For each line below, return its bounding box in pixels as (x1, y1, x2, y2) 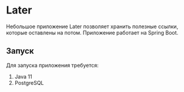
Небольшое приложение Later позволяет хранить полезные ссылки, (6, 23, 178, 30)
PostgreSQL (14, 79, 44, 86)
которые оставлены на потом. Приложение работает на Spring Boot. (6, 29, 179, 36)
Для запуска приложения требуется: (6, 62, 99, 69)
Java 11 (14, 73, 32, 80)
